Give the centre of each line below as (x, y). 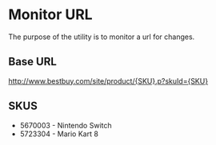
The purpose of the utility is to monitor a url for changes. (102, 37)
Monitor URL (51, 15)
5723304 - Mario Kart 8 (59, 134)
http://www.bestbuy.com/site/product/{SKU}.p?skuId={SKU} (108, 80)
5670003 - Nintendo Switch (66, 125)
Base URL (33, 62)
